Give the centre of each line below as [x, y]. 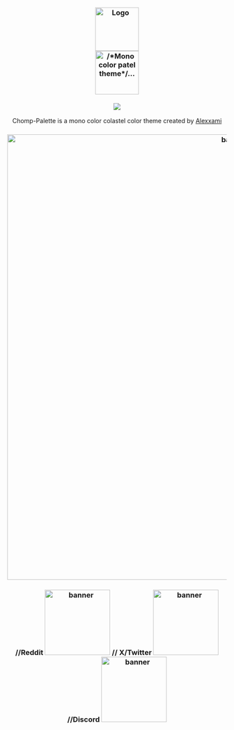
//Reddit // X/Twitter [83, 653]
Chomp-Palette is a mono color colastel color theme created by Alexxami [117, 121]
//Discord [84, 720]
